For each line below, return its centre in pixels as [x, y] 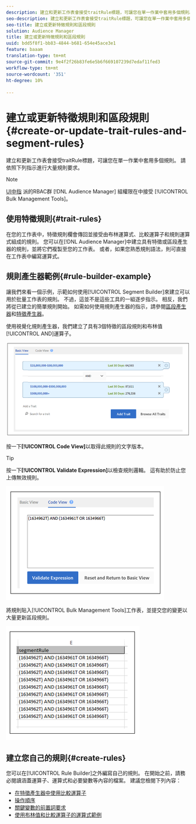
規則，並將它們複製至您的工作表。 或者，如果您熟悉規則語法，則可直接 [101, 248]
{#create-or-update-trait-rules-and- [97, 131]
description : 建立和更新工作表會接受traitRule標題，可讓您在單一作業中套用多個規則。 [100, 12]
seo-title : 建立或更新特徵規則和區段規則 [51, 25]
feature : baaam [24, 50]
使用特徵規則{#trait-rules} [54, 219]
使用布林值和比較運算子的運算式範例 [58, 815]
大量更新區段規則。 [29, 618]
